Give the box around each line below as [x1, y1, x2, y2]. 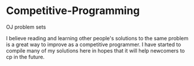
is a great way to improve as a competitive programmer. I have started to [6, 41, 182, 48]
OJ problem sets [6, 23, 46, 30]
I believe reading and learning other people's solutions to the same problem [6, 34, 189, 41]
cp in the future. [6, 53, 45, 60]
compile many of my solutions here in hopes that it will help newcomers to [6, 47, 185, 54]
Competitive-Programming [6, 4, 140, 18]
